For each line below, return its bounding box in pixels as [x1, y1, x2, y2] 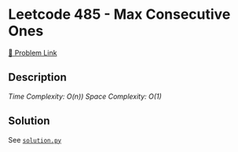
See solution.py [8, 135, 61, 144]
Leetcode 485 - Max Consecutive [8, 5, 231, 24]
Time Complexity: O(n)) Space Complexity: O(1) [8, 92, 163, 101]
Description [8, 71, 67, 84]
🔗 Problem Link [8, 48, 57, 57]
